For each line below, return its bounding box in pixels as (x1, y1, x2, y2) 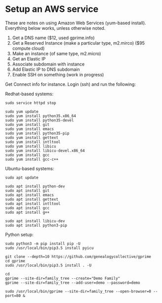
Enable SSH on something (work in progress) (12, 71, 104, 77)
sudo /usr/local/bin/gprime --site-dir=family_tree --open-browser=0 (5, 289, 152, 294)
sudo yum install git (5, 122, 50, 127)
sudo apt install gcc (5, 205, 50, 210)
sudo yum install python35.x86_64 (5, 113, 77, 119)
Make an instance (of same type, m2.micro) (12, 51, 101, 57)
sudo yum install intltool (5, 139, 61, 144)
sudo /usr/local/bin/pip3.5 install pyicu (5, 245, 94, 250)
